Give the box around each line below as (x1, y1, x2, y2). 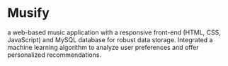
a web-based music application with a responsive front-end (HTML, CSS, (7, 28, 222, 37)
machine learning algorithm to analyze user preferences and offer (7, 43, 200, 51)
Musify (7, 5, 50, 21)
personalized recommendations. (7, 51, 101, 59)
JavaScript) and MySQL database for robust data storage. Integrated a (7, 35, 213, 44)
